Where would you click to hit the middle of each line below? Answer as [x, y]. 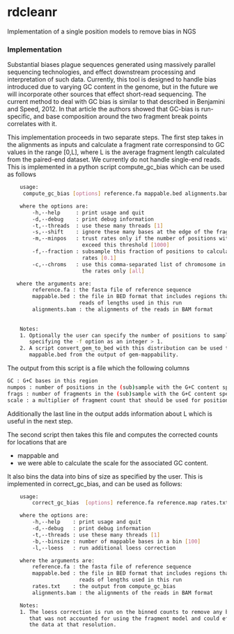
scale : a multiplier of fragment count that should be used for [104, 400]
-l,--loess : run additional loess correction [104, 548]
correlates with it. [32, 124]
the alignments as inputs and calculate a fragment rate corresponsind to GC [116, 145]
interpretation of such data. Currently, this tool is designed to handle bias [112, 79]
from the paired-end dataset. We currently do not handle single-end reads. [115, 160]
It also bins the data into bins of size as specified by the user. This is [105, 476]
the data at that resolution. [73, 625]
